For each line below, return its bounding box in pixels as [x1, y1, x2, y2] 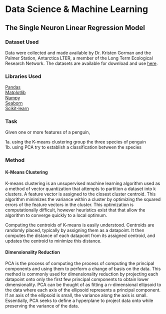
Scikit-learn [5, 105, 29, 111]
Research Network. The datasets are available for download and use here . [5, 60, 158, 66]
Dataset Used [5, 38, 39, 45]
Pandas [5, 84, 21, 90]
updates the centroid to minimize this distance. [5, 237, 101, 243]
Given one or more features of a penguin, [5, 129, 90, 135]
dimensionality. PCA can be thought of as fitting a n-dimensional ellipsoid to [5, 281, 161, 287]
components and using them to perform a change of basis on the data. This [5, 265, 161, 271]
